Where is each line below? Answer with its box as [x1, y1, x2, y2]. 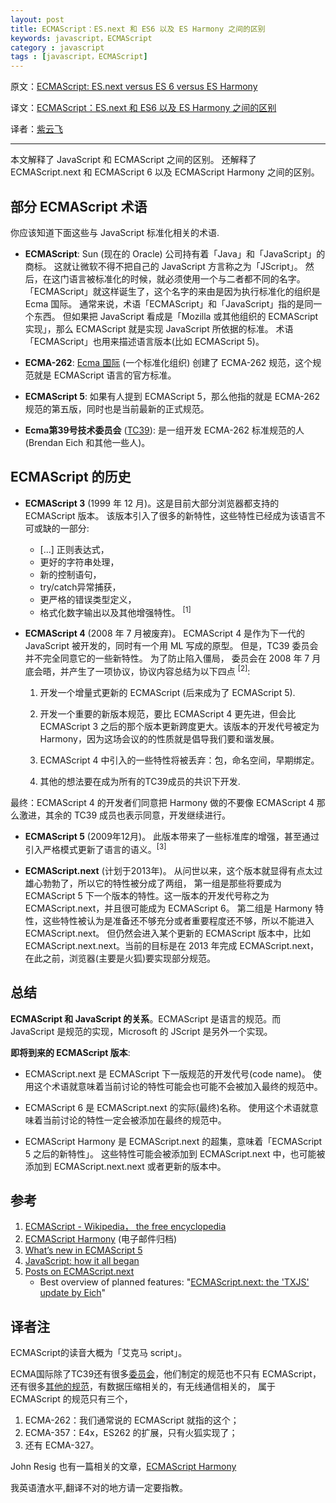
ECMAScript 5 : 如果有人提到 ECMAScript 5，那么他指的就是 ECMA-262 [24, 390, 321, 402]
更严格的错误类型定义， [39, 593, 137, 605]
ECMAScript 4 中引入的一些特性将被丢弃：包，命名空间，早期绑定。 [39, 754, 320, 766]
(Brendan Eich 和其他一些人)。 [24, 436, 151, 448]
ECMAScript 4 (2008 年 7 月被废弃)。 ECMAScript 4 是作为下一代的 [24, 627, 306, 640]
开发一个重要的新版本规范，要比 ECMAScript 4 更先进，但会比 [39, 708, 297, 720]
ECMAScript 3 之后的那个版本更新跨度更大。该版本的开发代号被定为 [39, 721, 320, 733]
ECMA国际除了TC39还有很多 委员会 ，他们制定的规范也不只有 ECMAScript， [10, 1368, 322, 1380]
